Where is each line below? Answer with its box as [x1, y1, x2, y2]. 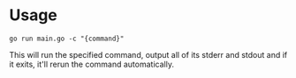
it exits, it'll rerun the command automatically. [9, 59, 175, 69]
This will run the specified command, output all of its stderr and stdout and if [9, 49, 288, 60]
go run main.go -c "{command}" [9, 34, 125, 43]
